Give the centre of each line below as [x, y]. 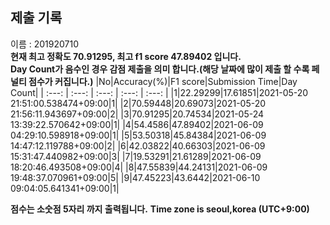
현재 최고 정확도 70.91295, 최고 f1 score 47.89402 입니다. [126, 56]
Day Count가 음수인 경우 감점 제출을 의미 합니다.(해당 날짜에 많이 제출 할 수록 [160, 69]
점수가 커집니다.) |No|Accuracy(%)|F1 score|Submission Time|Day [163, 81]
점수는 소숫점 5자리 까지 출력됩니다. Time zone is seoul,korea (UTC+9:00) [160, 209]
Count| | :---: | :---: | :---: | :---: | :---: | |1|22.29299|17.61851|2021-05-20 [159, 92]
